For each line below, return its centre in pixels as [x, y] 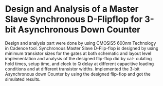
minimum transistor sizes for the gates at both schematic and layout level [78, 53]
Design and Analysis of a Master [72, 9]
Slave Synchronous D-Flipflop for [74, 19]
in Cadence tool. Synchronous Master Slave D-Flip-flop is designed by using [82, 48]
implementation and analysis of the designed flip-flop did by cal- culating [79, 58]
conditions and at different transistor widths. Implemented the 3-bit [72, 69]
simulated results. [23, 79]
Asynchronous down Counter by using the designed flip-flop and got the [78, 74]
